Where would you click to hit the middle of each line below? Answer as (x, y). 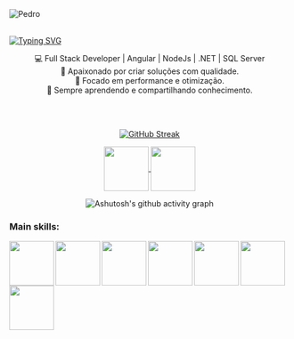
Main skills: (34, 226)
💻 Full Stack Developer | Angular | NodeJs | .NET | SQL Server (150, 58)
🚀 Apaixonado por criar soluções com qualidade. (150, 71)
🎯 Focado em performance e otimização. (149, 81)
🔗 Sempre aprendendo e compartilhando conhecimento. (150, 90)
